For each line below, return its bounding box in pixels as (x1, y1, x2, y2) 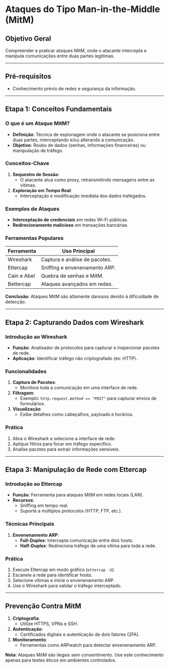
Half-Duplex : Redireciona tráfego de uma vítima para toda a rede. (20, 542, 156, 549)
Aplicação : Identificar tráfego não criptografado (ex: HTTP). (12, 356, 137, 362)
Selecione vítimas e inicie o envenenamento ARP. (12, 577, 115, 583)
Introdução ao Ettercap (5, 480, 63, 487)
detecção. (5, 299, 26, 305)
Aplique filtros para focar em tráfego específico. (12, 441, 112, 447)
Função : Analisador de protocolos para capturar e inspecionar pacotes (12, 345, 160, 351)
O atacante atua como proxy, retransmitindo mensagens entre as (20, 177, 155, 183)
